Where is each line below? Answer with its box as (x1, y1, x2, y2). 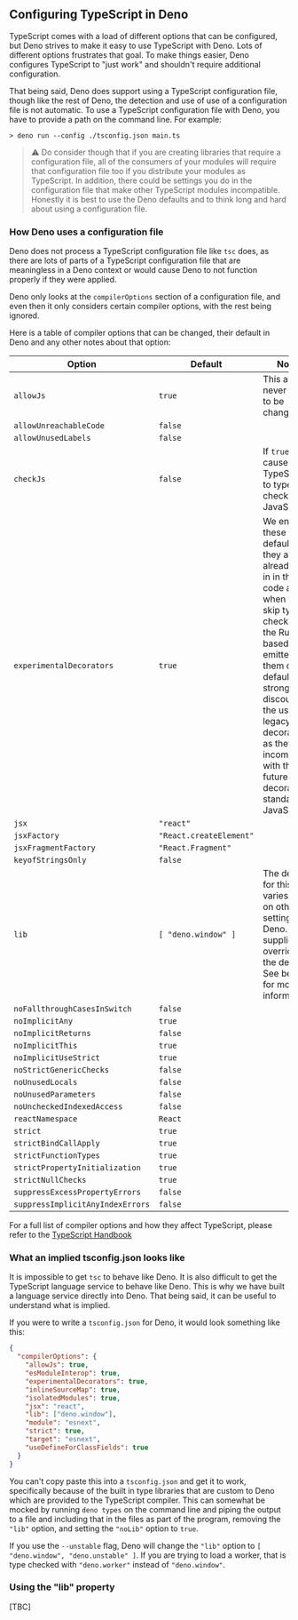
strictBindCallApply (13, 1138, 100, 1149)
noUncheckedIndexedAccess (13, 1102, 123, 1112)
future (263, 770, 288, 783)
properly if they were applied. (9, 275, 117, 285)
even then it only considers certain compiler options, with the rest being (9, 301, 272, 312)
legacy (263, 715, 291, 728)
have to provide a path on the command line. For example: (9, 114, 222, 124)
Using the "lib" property (9, 1581, 115, 1593)
